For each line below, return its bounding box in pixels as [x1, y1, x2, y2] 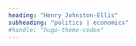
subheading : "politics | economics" [8, 19, 129, 27]
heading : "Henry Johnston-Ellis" [8, 11, 119, 19]
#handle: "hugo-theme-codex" [8, 26, 104, 34]
